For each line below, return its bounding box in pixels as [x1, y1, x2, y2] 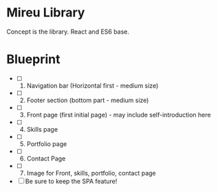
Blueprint [6, 51, 61, 67]
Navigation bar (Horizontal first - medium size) [26, 81, 159, 90]
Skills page [26, 125, 58, 133]
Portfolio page [26, 139, 67, 148]
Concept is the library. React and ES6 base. [6, 27, 130, 36]
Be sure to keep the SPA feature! [25, 177, 118, 185]
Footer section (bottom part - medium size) [26, 96, 149, 104]
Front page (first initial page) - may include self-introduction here [26, 110, 211, 119]
